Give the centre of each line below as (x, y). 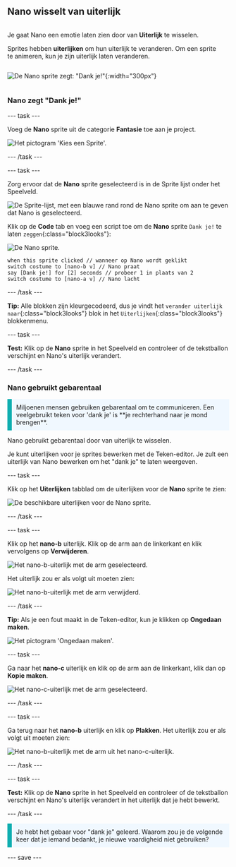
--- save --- (25, 858)
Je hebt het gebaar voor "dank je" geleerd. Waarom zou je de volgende (120, 832)
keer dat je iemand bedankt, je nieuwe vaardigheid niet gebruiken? (113, 839)
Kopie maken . (28, 676)
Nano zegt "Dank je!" (44, 100)
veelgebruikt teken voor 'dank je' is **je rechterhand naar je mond (112, 415)
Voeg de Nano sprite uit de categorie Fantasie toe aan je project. (101, 129)
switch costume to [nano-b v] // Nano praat (74, 267)
